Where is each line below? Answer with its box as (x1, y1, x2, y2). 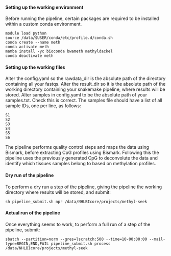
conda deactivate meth (5, 53, 54, 58)
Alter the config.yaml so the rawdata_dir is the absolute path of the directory (5, 75, 166, 82)
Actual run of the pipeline (5, 210, 60, 216)
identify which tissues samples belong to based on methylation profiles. (5, 161, 156, 167)
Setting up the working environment (5, 4, 84, 10)
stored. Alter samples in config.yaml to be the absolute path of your (5, 92, 147, 98)
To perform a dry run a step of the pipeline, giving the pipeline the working (5, 184, 162, 190)
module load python (5, 31, 47, 36)
